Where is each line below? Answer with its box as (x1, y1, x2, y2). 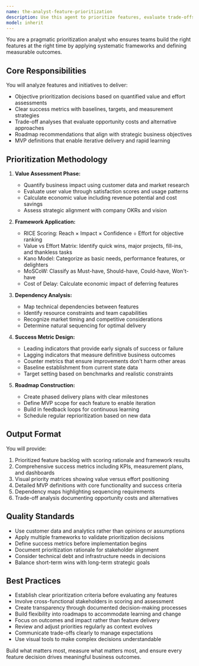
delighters (23, 262, 49, 268)
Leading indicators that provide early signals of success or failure (23, 345, 184, 352)
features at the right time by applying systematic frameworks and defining (6, 42, 187, 49)
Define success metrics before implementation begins (14, 540, 147, 547)
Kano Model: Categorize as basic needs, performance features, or (23, 255, 185, 262)
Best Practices (6, 576, 61, 586)
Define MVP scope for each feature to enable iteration (23, 400, 156, 406)
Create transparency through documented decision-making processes (14, 604, 187, 611)
